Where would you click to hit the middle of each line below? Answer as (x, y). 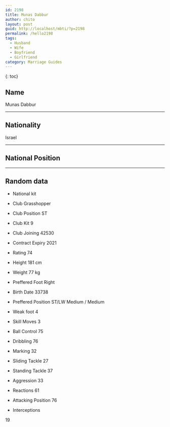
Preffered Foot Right (34, 282)
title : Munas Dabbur (27, 15)
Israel (11, 137)
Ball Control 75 (28, 331)
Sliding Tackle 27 (30, 360)
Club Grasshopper (32, 203)
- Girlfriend (24, 57)
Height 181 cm (27, 262)
